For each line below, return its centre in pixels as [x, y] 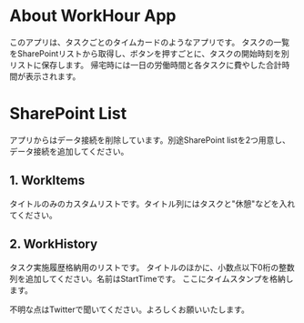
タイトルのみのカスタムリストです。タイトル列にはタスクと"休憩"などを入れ [152, 203]
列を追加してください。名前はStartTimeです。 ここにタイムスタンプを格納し [152, 278]
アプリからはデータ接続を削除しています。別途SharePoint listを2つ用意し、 [150, 140]
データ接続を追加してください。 [69, 151]
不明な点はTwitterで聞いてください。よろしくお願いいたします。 [130, 309]
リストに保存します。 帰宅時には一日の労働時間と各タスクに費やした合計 [146, 65]
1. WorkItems [47, 181]
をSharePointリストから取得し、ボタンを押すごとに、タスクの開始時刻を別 [149, 53]
